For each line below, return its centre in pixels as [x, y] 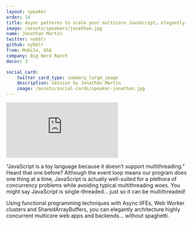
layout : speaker [26, 12]
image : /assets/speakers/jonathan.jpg [54, 28]
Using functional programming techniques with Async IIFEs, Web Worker [95, 203]
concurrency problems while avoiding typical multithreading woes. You [93, 185]
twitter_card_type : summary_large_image [68, 78]
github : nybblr [25, 45]
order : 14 [18, 17]
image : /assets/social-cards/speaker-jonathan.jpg [81, 89]
